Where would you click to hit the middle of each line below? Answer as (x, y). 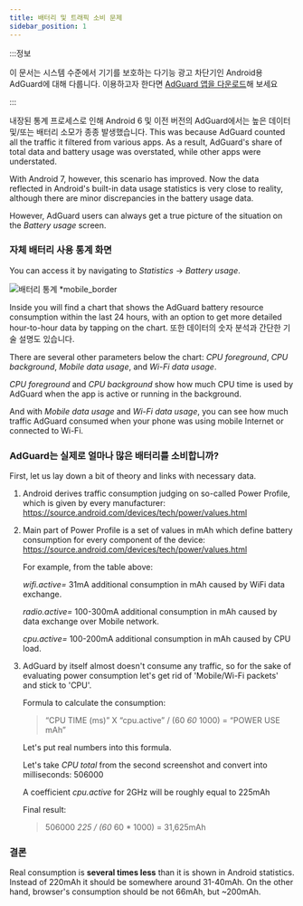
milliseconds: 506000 (63, 775)
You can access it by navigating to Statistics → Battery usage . (125, 270)
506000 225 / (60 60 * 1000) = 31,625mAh (125, 827)
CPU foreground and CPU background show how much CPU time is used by (151, 384)
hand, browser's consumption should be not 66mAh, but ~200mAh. (135, 892)
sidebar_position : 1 (48, 26)
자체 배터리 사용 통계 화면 (61, 250)
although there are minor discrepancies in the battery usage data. (132, 198)
